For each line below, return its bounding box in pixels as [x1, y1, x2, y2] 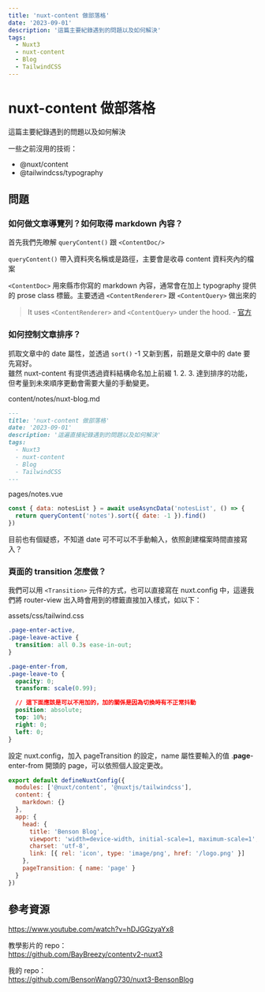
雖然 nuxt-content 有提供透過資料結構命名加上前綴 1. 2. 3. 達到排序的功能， [8, 368, 252, 378]
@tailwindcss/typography [19, 167, 104, 177]
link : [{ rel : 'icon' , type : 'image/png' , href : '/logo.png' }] [28, 849, 245, 858]
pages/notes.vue [8, 490, 63, 499]
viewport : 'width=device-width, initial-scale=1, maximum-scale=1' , [28, 835, 259, 843]
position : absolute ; [15, 707, 83, 714]
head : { [22, 820, 47, 828]
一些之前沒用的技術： [8, 144, 77, 153]
